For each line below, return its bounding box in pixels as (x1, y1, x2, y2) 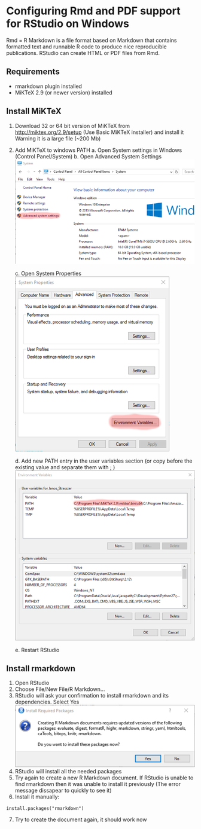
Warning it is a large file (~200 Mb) (14, 134, 101, 142)
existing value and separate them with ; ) (14, 464, 115, 471)
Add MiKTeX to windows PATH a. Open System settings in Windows (14, 146, 182, 154)
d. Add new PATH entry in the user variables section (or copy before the (14, 457, 193, 464)
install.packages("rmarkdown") (6, 805, 84, 811)
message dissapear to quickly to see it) (14, 787, 112, 794)
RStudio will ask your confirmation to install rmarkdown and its (14, 692, 169, 699)
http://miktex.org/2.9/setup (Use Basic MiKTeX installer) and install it (14, 129, 184, 136)
